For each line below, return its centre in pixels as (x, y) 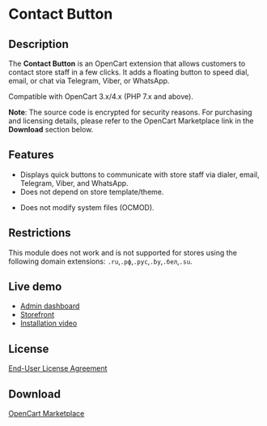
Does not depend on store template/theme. (92, 191)
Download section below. (51, 129)
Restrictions (40, 233)
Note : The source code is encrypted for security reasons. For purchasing (130, 112)
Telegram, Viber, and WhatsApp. (74, 183)
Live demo (35, 287)
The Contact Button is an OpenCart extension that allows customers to (127, 63)
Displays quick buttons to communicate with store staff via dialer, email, (140, 174)
